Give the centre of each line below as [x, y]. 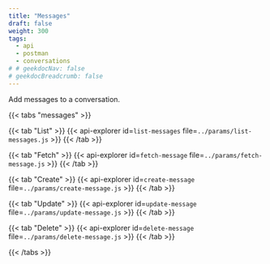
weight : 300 [28, 31]
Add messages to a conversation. [64, 99]
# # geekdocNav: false [47, 69]
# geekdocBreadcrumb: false [56, 76]
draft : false [30, 23]
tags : [17, 38]
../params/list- [225, 131]
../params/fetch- [233, 155]
